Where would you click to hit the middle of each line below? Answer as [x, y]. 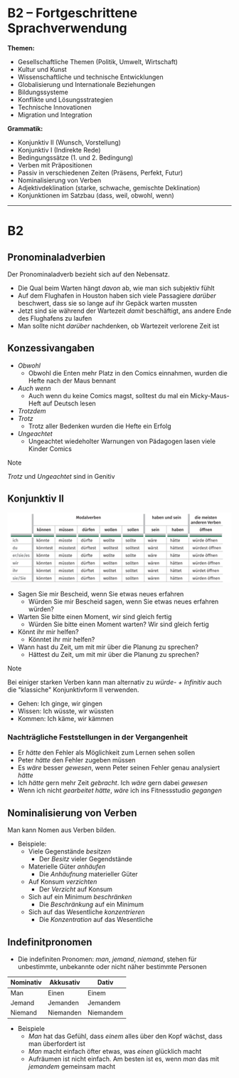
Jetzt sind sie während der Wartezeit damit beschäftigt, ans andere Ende [124, 311]
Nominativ [26, 983]
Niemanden [65, 1012]
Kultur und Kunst [42, 69]
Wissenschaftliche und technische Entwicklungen [90, 77]
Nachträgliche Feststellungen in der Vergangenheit [98, 737]
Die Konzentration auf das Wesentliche [96, 920]
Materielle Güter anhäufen [67, 866]
